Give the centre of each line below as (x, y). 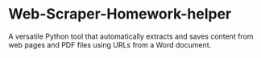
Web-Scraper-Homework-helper (120, 14)
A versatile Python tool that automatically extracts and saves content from (131, 36)
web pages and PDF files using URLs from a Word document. (110, 44)
